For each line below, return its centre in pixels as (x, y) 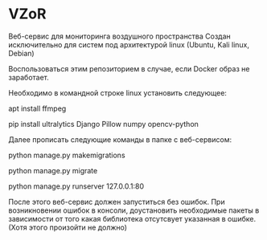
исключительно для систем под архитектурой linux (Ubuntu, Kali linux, (129, 44)
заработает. (29, 77)
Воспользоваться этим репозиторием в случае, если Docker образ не (129, 68)
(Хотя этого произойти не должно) (68, 227)
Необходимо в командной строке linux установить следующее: (118, 92)
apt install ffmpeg (37, 108)
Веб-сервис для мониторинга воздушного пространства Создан (119, 36)
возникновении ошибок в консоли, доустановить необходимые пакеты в (134, 210)
